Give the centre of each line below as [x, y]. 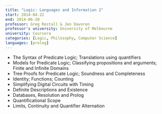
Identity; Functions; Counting [43, 79]
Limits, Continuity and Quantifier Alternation [59, 106]
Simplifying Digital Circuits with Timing [53, 84]
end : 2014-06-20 [22, 19]
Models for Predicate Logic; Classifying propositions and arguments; [85, 63]
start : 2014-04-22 [25, 15]
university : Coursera [28, 33]
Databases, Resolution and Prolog [48, 95]
